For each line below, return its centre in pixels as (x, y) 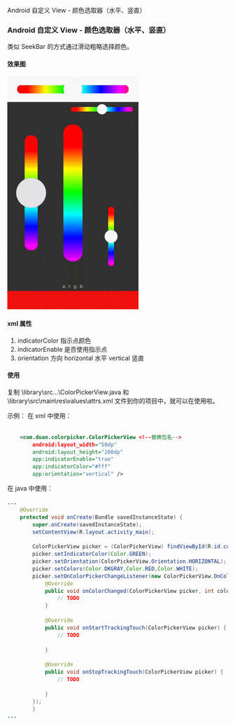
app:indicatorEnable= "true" (73, 459)
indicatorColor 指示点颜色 (54, 340)
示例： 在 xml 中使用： (40, 415)
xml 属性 (20, 324)
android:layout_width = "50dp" (75, 445)
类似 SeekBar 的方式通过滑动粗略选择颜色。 (70, 47)
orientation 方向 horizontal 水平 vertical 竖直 (81, 358)
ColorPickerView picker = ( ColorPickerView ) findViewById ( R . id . (128, 547)
